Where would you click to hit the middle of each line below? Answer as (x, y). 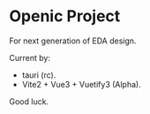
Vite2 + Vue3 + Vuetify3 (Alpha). (81, 84)
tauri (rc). (39, 75)
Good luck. (29, 101)
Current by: (30, 57)
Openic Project (65, 16)
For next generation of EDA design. (73, 41)
